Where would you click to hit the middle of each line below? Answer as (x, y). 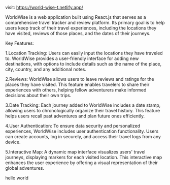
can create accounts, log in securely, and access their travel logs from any (83, 136)
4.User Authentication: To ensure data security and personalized (73, 126)
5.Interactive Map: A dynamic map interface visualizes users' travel (75, 152)
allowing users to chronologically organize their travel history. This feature (83, 111)
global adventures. (25, 168)
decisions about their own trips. (38, 95)
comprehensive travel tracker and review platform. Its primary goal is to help (85, 23)
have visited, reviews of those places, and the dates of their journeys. (78, 33)
